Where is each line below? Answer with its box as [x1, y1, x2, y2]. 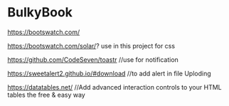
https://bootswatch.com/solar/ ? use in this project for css [7, 41, 176, 50]
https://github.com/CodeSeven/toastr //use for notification [7, 55, 179, 64]
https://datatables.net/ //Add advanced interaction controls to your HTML [7, 83, 222, 91]
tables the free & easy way [7, 90, 85, 99]
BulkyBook [7, 4, 73, 21]
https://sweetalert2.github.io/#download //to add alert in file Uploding [7, 69, 211, 78]
